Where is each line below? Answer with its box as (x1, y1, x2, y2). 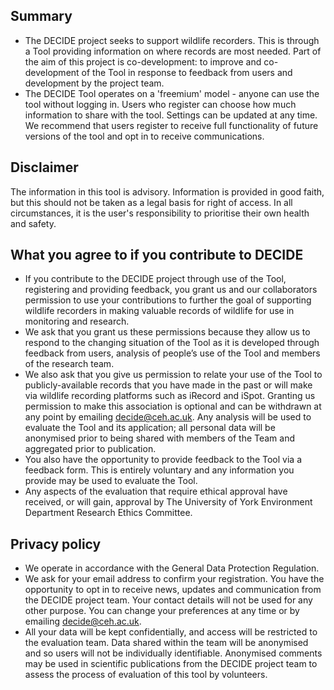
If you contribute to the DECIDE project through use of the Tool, (24, 273, 287, 285)
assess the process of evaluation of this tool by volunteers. (24, 669, 268, 681)
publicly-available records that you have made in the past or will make (24, 379, 313, 391)
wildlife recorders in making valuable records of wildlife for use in (24, 305, 295, 317)
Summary (10, 8, 73, 25)
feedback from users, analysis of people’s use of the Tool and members (24, 347, 321, 359)
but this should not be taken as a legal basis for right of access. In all (10, 196, 293, 208)
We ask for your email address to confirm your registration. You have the (24, 573, 325, 585)
